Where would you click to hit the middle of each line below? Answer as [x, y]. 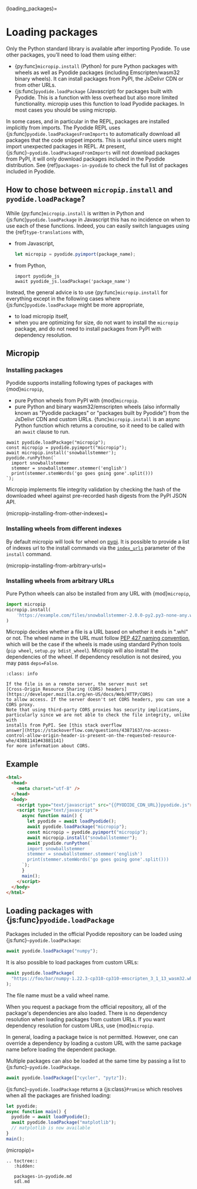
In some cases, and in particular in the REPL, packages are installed [88, 121]
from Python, [30, 265]
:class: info [22, 674]
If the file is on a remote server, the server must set [77, 684]
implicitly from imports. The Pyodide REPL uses [63, 127]
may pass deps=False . [32, 663]
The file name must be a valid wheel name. [58, 995]
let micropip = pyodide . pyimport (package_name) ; [75, 254]
